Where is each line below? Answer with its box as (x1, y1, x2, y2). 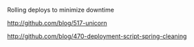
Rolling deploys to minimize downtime (7, 6, 115, 14)
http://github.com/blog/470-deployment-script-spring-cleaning (7, 32, 187, 40)
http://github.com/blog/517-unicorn (7, 19, 107, 27)
